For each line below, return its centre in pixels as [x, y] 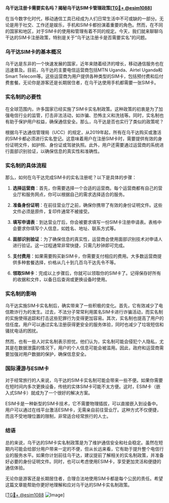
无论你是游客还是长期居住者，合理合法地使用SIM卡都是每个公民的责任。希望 [84, 478]
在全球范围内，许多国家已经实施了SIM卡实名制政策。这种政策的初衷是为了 [82, 109]
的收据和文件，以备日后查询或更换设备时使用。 [61, 279]
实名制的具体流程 [26, 165]
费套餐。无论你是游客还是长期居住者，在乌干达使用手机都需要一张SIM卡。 [82, 83]
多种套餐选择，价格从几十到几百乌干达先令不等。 [68, 262]
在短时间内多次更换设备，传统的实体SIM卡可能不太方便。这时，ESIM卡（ [81, 387]
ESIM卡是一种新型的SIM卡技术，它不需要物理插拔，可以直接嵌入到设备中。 [83, 404]
